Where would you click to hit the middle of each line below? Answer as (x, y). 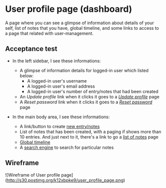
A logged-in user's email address (61, 86)
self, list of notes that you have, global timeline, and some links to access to (82, 28)
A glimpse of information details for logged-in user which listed (84, 70)
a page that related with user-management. (49, 33)
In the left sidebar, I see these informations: (56, 61)
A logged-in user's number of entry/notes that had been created (93, 91)
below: (27, 76)
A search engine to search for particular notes (67, 147)
